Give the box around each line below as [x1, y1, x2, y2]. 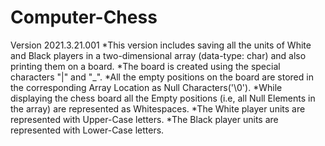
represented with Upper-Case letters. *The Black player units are [10, 113, 279, 125]
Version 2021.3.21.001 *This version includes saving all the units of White [10, 39, 312, 51]
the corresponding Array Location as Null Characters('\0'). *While [10, 81, 283, 93]
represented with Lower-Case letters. [10, 124, 165, 136]
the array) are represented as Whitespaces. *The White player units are [10, 102, 306, 115]
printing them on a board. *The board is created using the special [10, 60, 281, 72]
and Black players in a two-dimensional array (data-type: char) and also [10, 49, 307, 61]
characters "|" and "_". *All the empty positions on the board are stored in [10, 71, 314, 83]
